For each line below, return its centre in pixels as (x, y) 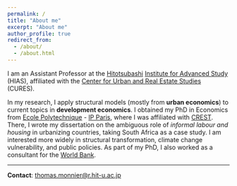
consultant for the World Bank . (52, 155)
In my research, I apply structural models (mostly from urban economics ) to (118, 102)
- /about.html (34, 54)
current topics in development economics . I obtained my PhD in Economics (118, 110)
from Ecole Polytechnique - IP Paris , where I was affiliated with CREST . (110, 117)
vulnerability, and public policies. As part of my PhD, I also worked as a (110, 147)
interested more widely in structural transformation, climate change (105, 139)
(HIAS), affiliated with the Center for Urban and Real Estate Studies (104, 81)
